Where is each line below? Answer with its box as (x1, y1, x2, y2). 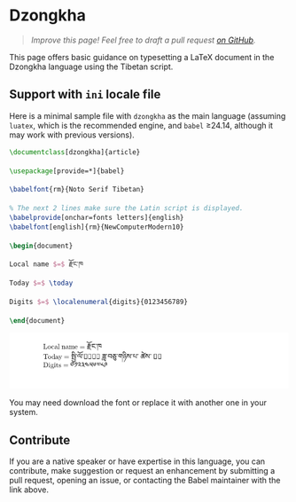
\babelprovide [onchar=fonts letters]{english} (9, 213, 184, 222)
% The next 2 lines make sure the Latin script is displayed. (9, 204, 244, 213)
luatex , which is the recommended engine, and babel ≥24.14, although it (9, 120, 273, 130)
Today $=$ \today (9, 278, 74, 287)
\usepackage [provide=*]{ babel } (9, 166, 125, 176)
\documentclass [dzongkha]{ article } (9, 147, 141, 156)
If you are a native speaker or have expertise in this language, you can (9, 456, 266, 467)
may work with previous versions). (9, 129, 135, 140)
